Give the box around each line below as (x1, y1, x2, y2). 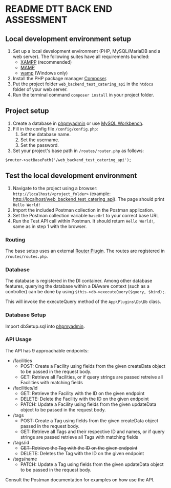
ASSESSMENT (5, 14, 68, 26)
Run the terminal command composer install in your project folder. (12, 92, 155, 98)
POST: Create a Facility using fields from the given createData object (20, 363, 165, 369)
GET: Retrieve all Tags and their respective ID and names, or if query (20, 428, 165, 435)
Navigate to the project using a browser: (12, 185, 98, 191)
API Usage (5, 336, 32, 343)
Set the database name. (20, 131, 71, 137)
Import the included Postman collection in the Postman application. (12, 207, 155, 213)
